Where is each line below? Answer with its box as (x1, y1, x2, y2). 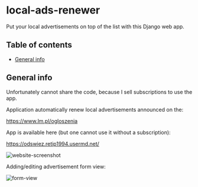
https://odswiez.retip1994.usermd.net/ (6, 140, 99, 147)
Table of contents (6, 40, 72, 50)
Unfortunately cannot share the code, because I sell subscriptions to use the (6, 88, 193, 95)
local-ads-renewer (6, 4, 100, 17)
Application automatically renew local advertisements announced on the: (6, 106, 184, 113)
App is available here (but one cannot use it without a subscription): (6, 129, 171, 136)
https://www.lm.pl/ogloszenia (6, 117, 78, 124)
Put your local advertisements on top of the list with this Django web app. (6, 23, 184, 30)
